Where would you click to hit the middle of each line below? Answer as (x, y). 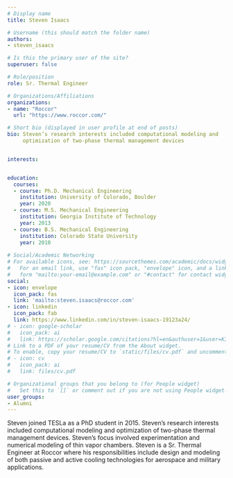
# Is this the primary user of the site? (68, 58)
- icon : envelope (32, 288)
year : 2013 (35, 223)
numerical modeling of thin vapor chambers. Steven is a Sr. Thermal (104, 445)
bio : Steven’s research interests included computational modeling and (113, 135)
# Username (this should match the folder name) (79, 33)
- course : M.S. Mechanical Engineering (71, 210)
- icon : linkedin (32, 307)
